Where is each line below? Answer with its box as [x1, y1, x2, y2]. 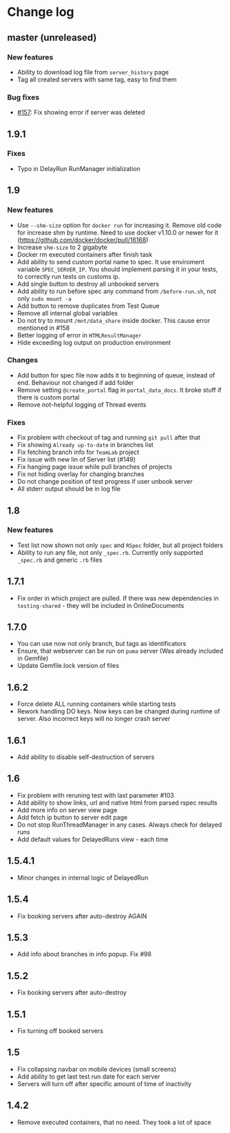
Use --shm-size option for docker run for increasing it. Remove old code [17, 221, 222, 229]
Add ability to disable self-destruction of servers [17, 753, 155, 761]
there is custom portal [17, 393, 80, 401]
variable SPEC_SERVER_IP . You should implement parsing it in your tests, [17, 265, 218, 273]
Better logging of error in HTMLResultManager [17, 331, 142, 339]
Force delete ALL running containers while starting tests [17, 700, 176, 708]
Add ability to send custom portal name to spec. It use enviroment [17, 257, 205, 266]
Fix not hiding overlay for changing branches [17, 470, 145, 478]
